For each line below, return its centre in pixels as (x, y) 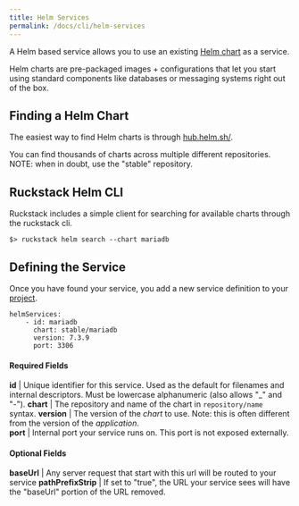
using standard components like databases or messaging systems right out (147, 78)
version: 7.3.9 (61, 337)
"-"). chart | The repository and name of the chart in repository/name (136, 404)
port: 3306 (53, 345)
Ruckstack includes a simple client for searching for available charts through (150, 214)
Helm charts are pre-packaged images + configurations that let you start (143, 69)
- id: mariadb (51, 322)
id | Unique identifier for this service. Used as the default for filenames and (147, 385)
